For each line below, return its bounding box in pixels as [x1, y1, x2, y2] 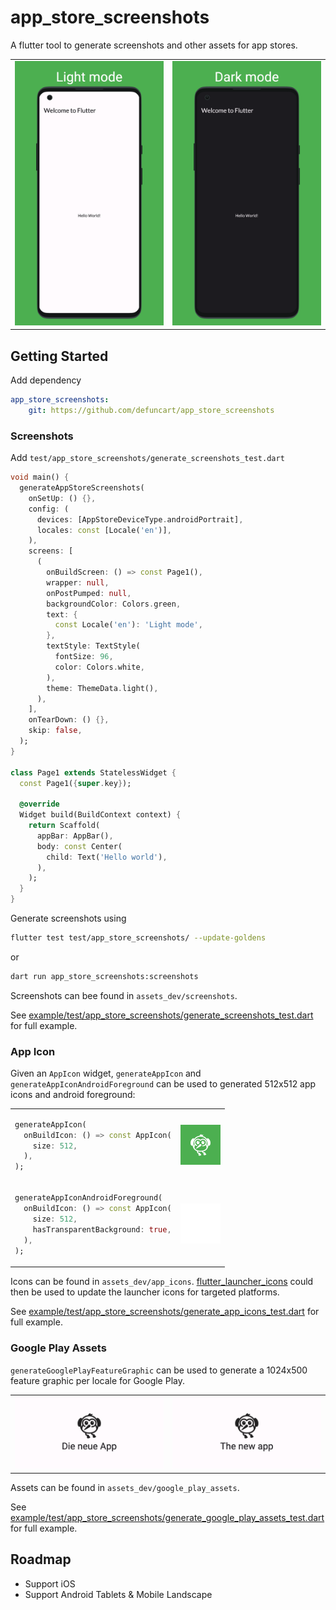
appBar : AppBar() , [36, 831, 114, 841]
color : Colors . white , [54, 662, 145, 672]
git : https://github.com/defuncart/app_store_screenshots [28, 405, 275, 415]
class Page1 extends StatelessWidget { [10, 767, 177, 778]
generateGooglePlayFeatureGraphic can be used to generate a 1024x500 [10, 1364, 308, 1376]
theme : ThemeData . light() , [46, 683, 159, 693]
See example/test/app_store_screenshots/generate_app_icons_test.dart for [10, 1306, 320, 1318]
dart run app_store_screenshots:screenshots [10, 971, 199, 981]
